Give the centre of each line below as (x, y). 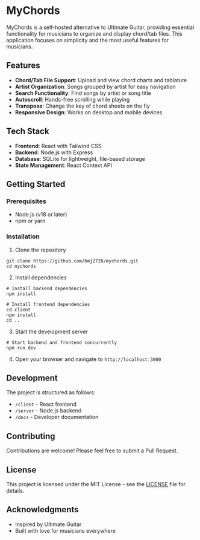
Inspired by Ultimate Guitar (48, 524)
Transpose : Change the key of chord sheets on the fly (83, 106)
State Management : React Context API (64, 165)
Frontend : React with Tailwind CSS (58, 146)
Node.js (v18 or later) (41, 215)
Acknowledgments (43, 509)
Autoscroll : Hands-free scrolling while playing (72, 99)
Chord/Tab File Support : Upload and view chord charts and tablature (101, 80)
